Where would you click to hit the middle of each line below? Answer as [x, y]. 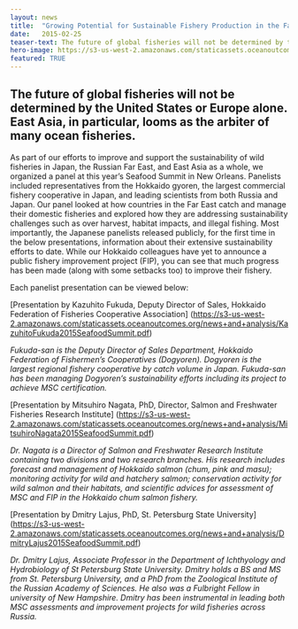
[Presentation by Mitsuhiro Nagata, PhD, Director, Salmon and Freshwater [144, 405]
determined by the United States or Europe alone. [149, 109]
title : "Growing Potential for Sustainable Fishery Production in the [145, 26]
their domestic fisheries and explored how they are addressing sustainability [149, 214]
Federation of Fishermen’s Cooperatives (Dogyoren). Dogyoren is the [136, 359]
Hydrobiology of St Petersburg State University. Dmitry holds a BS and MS [145, 569]
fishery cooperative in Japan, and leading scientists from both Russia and [144, 195]
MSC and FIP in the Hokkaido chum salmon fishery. [104, 497]
